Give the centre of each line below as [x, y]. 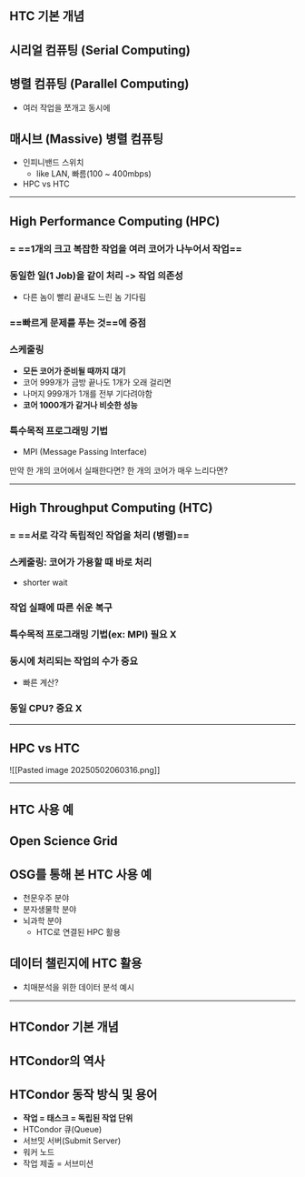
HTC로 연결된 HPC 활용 [78, 931]
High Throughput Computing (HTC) [111, 508]
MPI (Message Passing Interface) [85, 451]
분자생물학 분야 [49, 909]
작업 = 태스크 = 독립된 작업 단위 [78, 1118]
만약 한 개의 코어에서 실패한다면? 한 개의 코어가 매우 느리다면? [119, 470]
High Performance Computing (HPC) [115, 221]
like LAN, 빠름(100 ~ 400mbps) [93, 174]
